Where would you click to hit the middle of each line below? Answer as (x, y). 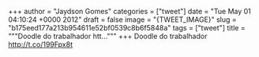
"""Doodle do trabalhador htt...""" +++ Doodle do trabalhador (108, 36)
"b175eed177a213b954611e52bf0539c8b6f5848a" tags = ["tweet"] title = (127, 28)
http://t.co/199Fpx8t (41, 45)
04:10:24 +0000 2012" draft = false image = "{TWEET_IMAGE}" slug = (122, 20)
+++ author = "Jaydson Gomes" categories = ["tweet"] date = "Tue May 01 (129, 11)
